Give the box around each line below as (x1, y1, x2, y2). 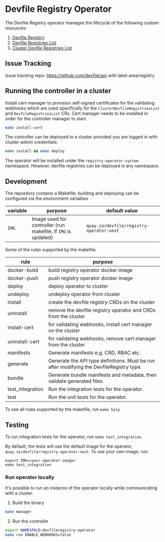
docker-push (7, 275, 38, 282)
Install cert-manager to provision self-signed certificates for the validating (5, 100, 155, 106)
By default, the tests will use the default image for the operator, (5, 443, 133, 449)
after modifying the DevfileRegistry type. (48, 363, 142, 370)
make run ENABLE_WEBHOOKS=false (5, 532, 71, 537)
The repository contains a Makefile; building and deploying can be (5, 190, 139, 196)
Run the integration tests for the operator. (48, 386, 144, 393)
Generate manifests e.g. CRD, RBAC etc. (48, 349, 141, 356)
